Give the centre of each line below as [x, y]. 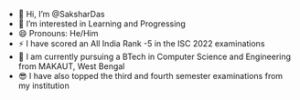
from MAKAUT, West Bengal [71, 66]
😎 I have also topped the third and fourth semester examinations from [150, 76]
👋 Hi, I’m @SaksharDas [61, 14]
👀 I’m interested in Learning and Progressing [102, 24]
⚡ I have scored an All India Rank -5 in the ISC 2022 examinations [141, 44]
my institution [44, 85]
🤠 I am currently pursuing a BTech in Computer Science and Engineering [154, 56]
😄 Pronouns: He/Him [58, 33]
